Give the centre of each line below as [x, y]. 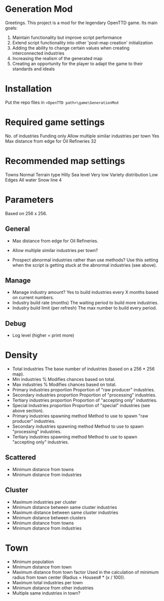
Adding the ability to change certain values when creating [71, 48]
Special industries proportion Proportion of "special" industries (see [81, 406]
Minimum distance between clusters [49, 517]
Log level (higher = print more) [43, 335]
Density [21, 355]
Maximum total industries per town [47, 582]
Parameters [30, 200]
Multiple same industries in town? [46, 593]
